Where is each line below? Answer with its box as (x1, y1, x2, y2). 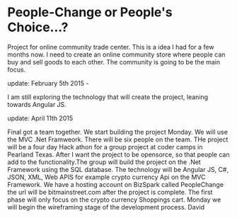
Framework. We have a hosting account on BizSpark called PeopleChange (7, 180, 224, 188)
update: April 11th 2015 (7, 114, 73, 122)
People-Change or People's (7, 4, 173, 21)
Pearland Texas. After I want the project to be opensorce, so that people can (7, 150, 230, 159)
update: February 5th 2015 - (7, 79, 89, 87)
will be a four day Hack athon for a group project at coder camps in (7, 142, 203, 151)
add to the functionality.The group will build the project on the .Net (7, 157, 202, 166)
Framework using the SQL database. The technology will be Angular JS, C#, (7, 165, 229, 173)
